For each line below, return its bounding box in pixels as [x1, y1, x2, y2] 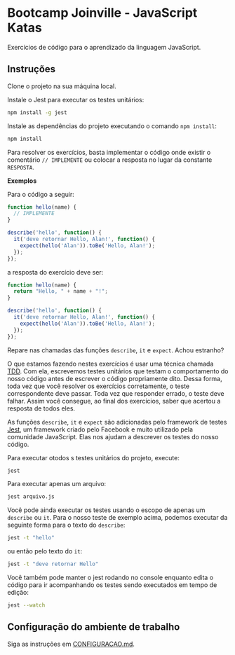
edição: [7, 588, 29, 596]
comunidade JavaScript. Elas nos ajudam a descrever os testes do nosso [7, 432, 219, 441]
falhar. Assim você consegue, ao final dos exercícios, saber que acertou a [7, 397, 221, 405]
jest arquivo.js [7, 493, 55, 500]
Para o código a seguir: [7, 190, 75, 198]
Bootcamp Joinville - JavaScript [7, 5, 198, 21]
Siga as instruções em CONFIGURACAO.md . [7, 640, 135, 648]
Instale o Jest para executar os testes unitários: [7, 95, 145, 104]
